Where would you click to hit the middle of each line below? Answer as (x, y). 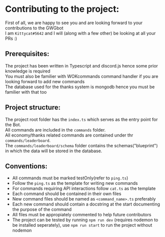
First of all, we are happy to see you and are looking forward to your (74, 23)
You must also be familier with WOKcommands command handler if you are (82, 76)
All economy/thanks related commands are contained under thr (69, 135)
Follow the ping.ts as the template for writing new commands (75, 183)
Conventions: (26, 166)
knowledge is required (28, 71)
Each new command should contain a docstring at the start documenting (86, 204)
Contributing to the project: (62, 9)
